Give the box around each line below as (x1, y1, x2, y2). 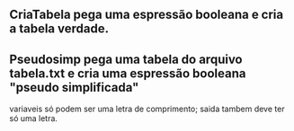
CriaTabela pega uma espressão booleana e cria (9, 7, 284, 22)
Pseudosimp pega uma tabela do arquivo (9, 51, 243, 66)
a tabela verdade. (9, 22, 110, 37)
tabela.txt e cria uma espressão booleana (9, 65, 246, 81)
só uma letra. (9, 113, 58, 124)
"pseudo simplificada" (9, 80, 139, 95)
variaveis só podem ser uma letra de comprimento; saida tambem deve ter (9, 103, 285, 115)
